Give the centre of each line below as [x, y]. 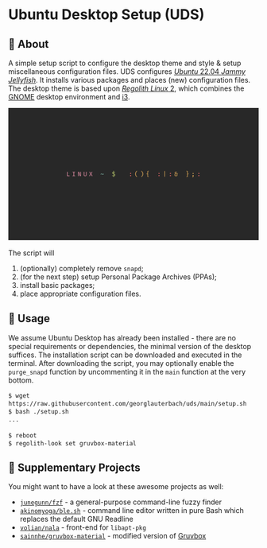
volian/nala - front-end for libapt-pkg [83, 527]
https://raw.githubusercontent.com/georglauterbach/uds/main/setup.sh [128, 403]
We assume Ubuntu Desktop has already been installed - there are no [122, 338]
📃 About [29, 44]
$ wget [19, 395]
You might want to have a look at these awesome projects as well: [116, 487]
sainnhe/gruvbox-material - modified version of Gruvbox [113, 536]
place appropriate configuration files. [80, 293]
